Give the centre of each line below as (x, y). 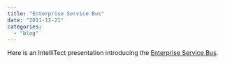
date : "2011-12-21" (36, 20)
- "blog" (26, 33)
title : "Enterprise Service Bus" (56, 14)
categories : (24, 26)
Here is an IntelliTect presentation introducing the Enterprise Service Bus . (113, 53)
